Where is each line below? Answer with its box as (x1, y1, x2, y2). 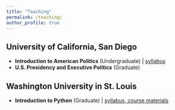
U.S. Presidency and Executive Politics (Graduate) (14, 64, 140, 71)
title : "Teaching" (6, 8, 52, 15)
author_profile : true (6, 20, 60, 26)
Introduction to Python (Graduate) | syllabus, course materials (14, 97, 168, 104)
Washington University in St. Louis (6, 81, 137, 91)
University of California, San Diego (6, 42, 137, 52)
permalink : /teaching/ (6, 14, 62, 20)
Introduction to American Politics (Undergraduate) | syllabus (14, 58, 165, 65)
